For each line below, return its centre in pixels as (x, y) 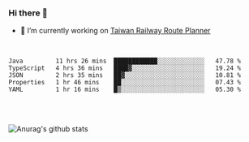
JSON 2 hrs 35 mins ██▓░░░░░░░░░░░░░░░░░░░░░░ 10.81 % (125, 75)
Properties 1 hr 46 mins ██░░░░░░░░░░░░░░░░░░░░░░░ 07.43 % (125, 83)
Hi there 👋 (28, 13)
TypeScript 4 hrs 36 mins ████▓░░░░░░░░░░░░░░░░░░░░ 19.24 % (125, 68)
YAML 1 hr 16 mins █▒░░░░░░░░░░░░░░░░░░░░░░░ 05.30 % (125, 90)
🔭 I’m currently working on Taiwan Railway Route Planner (115, 31)
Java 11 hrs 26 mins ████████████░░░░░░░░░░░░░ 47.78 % (125, 61)
